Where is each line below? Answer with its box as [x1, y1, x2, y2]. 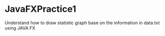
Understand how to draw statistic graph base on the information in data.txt [5, 20, 160, 26]
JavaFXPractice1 [5, 3, 77, 15]
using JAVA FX [5, 25, 36, 31]
